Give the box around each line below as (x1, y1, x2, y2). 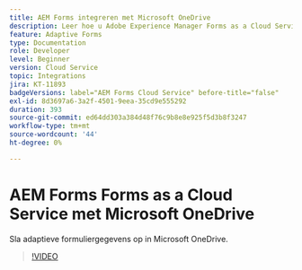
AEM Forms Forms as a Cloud (9, 185, 234, 205)
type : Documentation (9, 38, 87, 48)
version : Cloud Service (9, 64, 99, 73)
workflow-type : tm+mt (9, 122, 91, 131)
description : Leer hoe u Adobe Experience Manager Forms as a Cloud (9, 22, 271, 30)
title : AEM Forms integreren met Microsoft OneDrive (9, 13, 211, 22)
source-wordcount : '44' (9, 130, 99, 139)
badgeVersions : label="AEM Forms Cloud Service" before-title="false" (9, 88, 280, 97)
